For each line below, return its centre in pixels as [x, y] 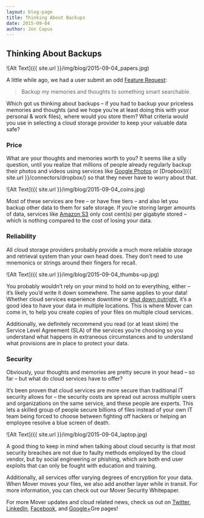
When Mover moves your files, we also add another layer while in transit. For [102, 483]
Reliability [21, 237]
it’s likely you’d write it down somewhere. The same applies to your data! [97, 292]
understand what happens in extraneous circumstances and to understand [100, 337]
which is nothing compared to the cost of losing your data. [80, 221]
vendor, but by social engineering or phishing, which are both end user [95, 459]
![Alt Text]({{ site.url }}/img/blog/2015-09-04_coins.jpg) [76, 190]
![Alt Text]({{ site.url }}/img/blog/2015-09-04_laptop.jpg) [77, 434]
